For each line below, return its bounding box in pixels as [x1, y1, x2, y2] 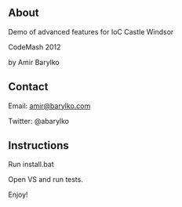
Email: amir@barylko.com [8, 101, 91, 111]
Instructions [8, 139, 69, 152]
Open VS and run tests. [8, 175, 84, 184]
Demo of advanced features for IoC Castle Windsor [8, 27, 174, 36]
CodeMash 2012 [8, 42, 61, 52]
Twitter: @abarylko [8, 116, 69, 125]
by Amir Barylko [8, 57, 60, 67]
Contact [8, 80, 49, 93]
